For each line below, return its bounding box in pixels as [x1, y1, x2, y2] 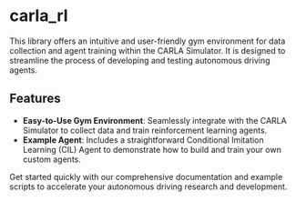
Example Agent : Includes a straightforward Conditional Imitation [22, 134, 264, 146]
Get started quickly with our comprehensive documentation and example [9, 171, 283, 182]
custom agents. [22, 154, 82, 165]
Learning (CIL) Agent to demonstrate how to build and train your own [22, 144, 282, 155]
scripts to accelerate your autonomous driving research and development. [9, 181, 288, 192]
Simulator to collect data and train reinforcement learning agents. [22, 125, 268, 136]
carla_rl [9, 5, 68, 26]
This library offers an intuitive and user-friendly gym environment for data [9, 35, 286, 46]
